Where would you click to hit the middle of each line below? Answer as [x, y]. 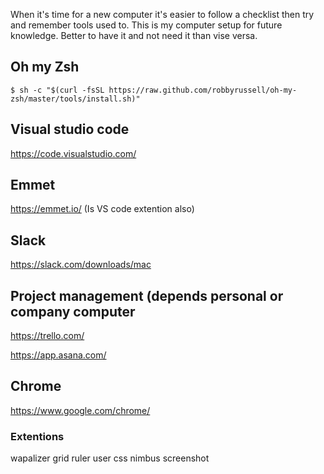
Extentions [37, 436]
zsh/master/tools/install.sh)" [75, 99]
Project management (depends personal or [147, 295]
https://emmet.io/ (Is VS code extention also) [102, 209]
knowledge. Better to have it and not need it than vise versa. [134, 35]
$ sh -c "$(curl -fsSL [57, 90]
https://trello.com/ [47, 336]
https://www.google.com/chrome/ [80, 410]
